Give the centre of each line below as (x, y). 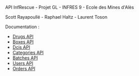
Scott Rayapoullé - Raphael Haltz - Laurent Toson (56, 17)
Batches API (25, 58)
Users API (23, 63)
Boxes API (23, 42)
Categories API (28, 53)
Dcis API (21, 47)
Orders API (24, 68)
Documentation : (22, 27)
